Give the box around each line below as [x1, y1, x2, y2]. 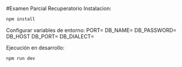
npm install [6, 16, 35, 22]
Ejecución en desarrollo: [6, 44, 65, 51]
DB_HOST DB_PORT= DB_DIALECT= [6, 33, 95, 40]
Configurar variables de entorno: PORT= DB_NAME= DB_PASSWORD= [6, 26, 177, 34]
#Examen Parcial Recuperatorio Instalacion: [6, 5, 112, 12]
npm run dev [6, 55, 35, 61]
